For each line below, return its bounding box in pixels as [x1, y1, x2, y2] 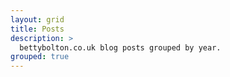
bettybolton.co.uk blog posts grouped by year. [19, 42, 222, 53]
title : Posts [10, 24, 65, 34]
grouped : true [10, 52, 70, 62]
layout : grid [10, 14, 65, 25]
